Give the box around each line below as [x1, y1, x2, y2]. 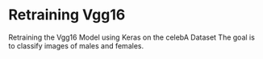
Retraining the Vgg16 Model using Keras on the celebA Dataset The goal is [8, 32, 256, 42]
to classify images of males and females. [8, 40, 144, 50]
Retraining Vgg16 [8, 6, 126, 24]
